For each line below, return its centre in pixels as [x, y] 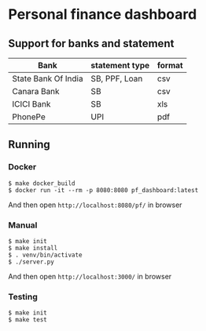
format [170, 65]
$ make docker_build [42, 183]
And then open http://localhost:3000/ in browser [90, 276]
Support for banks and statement [91, 44]
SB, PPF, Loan [117, 78]
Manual [23, 225]
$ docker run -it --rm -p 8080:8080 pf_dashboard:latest [103, 190]
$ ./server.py [31, 262]
